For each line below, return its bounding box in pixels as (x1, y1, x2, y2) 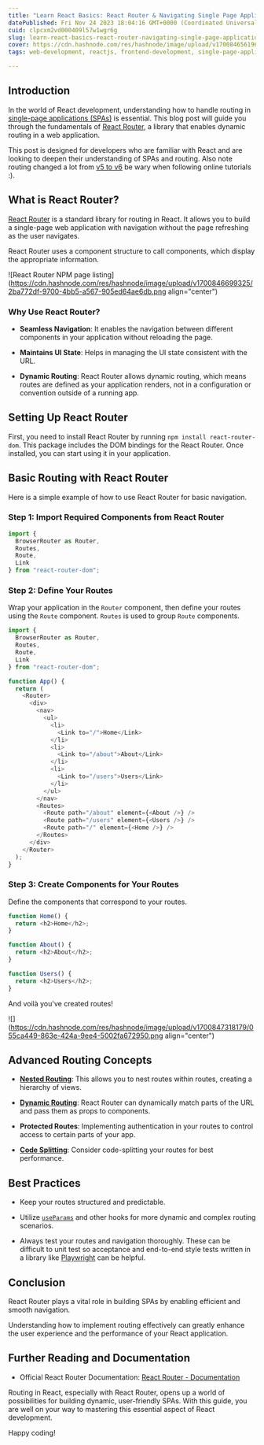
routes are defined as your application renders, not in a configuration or (19, 380, 251, 389)
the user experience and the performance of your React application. (8, 1328, 229, 1338)
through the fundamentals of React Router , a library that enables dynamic (8, 121, 246, 131)
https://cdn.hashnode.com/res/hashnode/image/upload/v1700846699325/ (10, 278, 253, 287)
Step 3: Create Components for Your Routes (8, 879, 179, 890)
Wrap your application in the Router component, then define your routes (8, 603, 241, 613)
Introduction (8, 84, 71, 98)
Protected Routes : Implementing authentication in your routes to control (19, 1121, 254, 1131)
